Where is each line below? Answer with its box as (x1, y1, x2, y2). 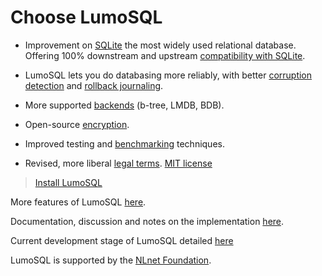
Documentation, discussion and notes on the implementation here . (10, 215, 285, 227)
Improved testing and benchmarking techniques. (24, 137, 225, 150)
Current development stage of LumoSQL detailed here (10, 234, 234, 246)
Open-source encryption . (24, 118, 130, 130)
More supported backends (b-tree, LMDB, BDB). (24, 99, 225, 111)
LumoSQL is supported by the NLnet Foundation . (10, 254, 212, 266)
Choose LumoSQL (10, 6, 163, 29)
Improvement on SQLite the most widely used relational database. (24, 39, 297, 51)
